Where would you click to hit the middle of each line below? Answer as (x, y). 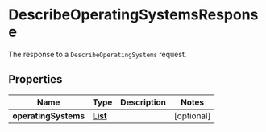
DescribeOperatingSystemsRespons (133, 15)
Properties (35, 79)
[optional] (192, 116)
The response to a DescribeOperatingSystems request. (98, 54)
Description (143, 102)
